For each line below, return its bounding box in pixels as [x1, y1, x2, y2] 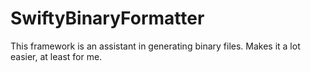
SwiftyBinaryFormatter [10, 7, 205, 30]
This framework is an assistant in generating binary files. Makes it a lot [10, 40, 301, 52]
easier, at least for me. [10, 50, 103, 62]
